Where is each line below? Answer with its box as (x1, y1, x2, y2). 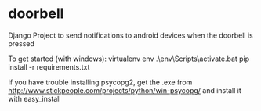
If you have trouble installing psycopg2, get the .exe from (8, 77, 193, 87)
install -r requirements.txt (8, 62, 90, 71)
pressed (8, 38, 35, 48)
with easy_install (8, 94, 61, 103)
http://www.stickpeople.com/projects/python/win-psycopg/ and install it (8, 85, 241, 95)
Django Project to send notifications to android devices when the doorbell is (8, 30, 253, 40)
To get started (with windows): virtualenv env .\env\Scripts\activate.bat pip (8, 54, 250, 63)
